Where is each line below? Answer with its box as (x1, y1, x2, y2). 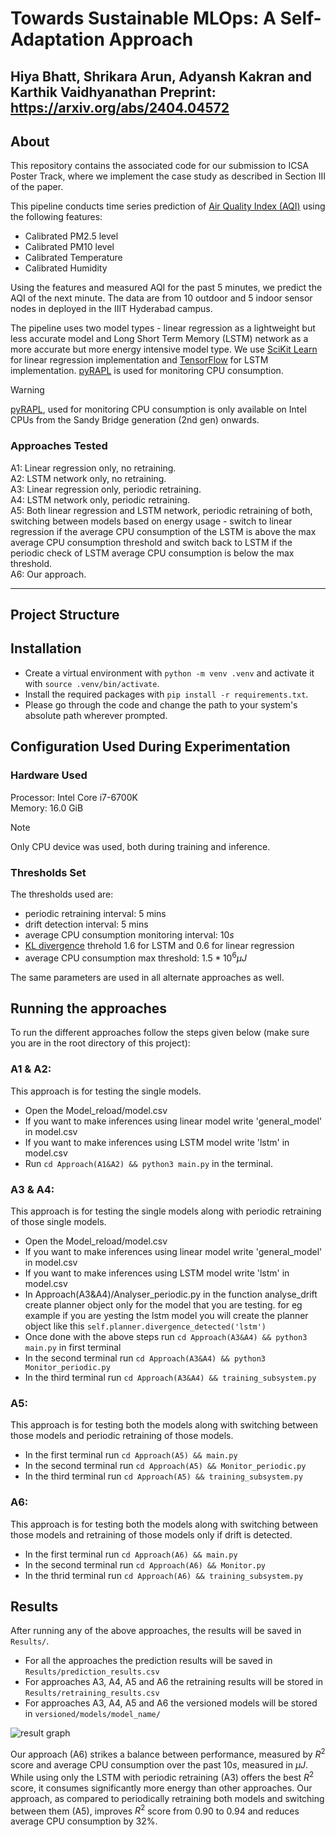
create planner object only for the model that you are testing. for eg (24, 1298, 303, 1311)
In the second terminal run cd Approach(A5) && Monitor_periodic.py (24, 1460, 307, 1472)
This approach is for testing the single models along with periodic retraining (10, 1205, 322, 1217)
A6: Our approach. (10, 568, 87, 580)
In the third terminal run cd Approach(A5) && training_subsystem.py (24, 1470, 303, 1482)
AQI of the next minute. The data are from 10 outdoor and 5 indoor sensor (10, 292, 313, 304)
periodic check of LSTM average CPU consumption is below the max (10, 547, 295, 559)
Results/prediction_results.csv (24, 1667, 160, 1677)
